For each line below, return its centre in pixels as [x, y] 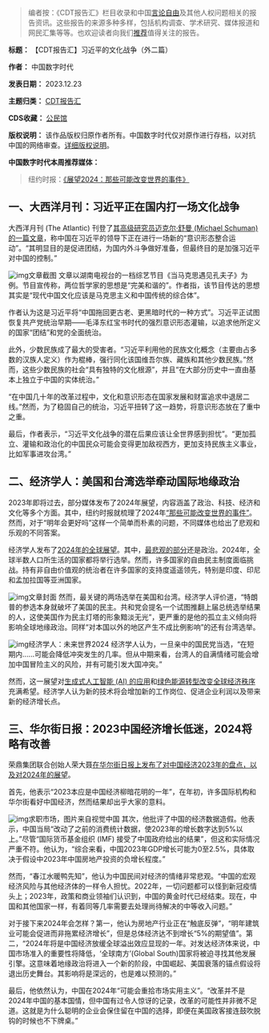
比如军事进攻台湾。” [40, 454]
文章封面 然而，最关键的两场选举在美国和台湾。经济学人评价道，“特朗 [143, 597]
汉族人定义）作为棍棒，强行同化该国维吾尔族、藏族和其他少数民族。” [134, 359]
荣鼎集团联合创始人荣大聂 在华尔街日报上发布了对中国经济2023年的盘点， [129, 765]
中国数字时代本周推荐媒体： [54, 162]
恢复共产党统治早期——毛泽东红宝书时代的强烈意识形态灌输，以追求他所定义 [134, 322]
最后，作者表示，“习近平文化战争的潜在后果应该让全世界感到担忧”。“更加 [129, 434]
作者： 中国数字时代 [41, 67]
